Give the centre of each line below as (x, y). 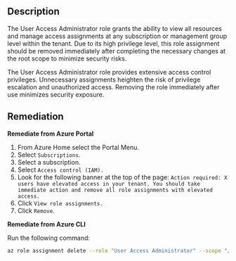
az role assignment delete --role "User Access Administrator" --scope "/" (120, 250)
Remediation (36, 116)
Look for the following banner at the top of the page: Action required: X (122, 177)
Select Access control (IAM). (60, 170)
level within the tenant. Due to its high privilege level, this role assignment (113, 43)
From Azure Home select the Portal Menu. (78, 147)
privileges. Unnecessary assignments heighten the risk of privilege (104, 79)
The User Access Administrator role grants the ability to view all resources (115, 28)
